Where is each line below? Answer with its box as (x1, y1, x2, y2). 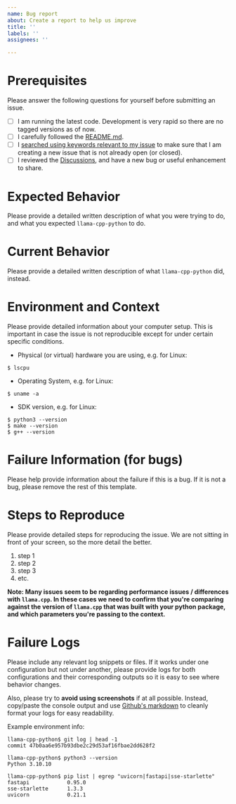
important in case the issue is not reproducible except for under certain (7, 330, 214, 338)
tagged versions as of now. (17, 125, 96, 134)
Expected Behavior (7, 188, 121, 205)
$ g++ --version (7, 429, 55, 436)
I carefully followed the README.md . (17, 133, 124, 141)
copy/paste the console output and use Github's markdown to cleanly (7, 701, 209, 710)
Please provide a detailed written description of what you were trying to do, (7, 212, 226, 220)
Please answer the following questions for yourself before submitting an (7, 96, 216, 105)
